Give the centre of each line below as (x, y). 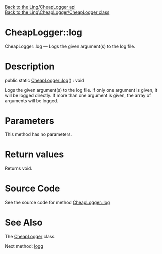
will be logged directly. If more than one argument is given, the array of (78, 95)
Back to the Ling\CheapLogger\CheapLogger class (57, 12)
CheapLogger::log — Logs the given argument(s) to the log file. (70, 46)
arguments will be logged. (32, 100)
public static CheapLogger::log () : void (45, 80)
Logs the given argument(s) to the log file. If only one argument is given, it (81, 90)
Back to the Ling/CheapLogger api (40, 7)
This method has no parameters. (39, 134)
